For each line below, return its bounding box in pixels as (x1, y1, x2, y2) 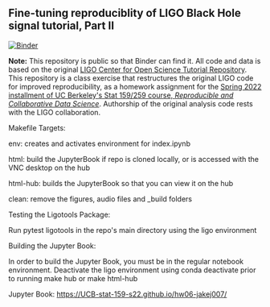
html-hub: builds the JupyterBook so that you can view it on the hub (8, 178, 234, 188)
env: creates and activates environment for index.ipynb (8, 139, 191, 148)
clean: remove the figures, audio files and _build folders (8, 193, 193, 204)
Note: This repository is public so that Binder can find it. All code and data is (8, 56, 261, 65)
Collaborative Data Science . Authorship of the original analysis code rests (8, 98, 253, 108)
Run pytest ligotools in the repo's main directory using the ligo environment (8, 225, 257, 234)
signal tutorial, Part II (8, 19, 115, 33)
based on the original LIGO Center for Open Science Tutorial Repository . (8, 64, 247, 74)
